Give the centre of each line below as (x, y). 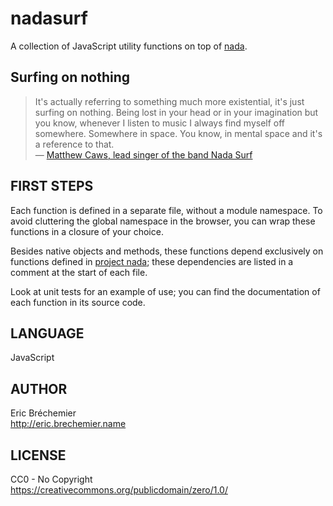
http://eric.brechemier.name (68, 424)
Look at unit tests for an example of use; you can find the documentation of (165, 291)
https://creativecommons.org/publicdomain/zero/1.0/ (119, 490)
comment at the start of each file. (79, 272)
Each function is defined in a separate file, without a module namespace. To (166, 210)
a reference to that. (74, 144)
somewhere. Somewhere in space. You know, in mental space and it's (178, 133)
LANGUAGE (47, 333)
